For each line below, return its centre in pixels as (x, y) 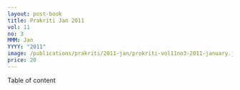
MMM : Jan (20, 40)
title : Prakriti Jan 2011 (46, 21)
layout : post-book (35, 14)
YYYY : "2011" (27, 47)
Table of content (31, 80)
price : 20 (22, 60)
